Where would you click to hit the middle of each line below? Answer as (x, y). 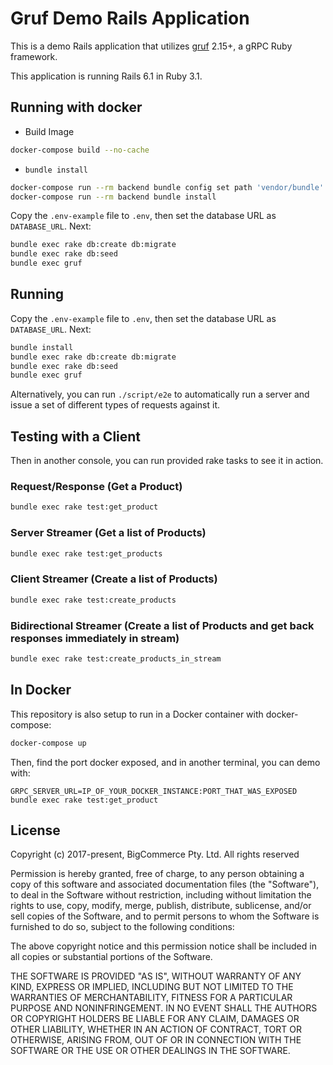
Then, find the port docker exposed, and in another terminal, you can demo (165, 762)
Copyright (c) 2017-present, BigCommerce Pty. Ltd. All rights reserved (155, 854)
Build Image (49, 131)
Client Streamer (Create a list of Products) (114, 579)
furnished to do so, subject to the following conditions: (122, 927)
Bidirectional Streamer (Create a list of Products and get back (162, 625)
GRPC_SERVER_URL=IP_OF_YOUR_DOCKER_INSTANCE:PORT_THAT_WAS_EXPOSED (154, 791)
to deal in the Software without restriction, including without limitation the (161, 895)
